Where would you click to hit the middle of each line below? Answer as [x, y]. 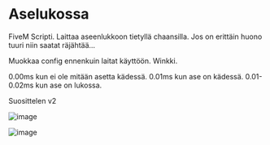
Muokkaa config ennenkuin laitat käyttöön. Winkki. [93, 61]
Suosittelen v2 [33, 100]
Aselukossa [49, 14]
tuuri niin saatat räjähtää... [52, 45]
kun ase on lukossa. [69, 85]
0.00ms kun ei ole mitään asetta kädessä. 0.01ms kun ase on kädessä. [126, 76]
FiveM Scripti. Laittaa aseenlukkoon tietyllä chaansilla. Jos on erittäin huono [135, 36]
